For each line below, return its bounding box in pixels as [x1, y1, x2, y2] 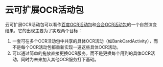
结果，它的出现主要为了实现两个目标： [5, 27, 82, 33]
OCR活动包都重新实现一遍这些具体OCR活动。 [29, 44, 121, 50]
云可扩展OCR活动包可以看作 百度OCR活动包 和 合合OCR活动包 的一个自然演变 [5, 22, 157, 27]
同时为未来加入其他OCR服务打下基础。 [21, 56, 99, 62]
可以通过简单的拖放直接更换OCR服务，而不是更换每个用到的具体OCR [12, 50, 151, 56]
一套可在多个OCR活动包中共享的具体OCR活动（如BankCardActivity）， [12, 38, 154, 44]
